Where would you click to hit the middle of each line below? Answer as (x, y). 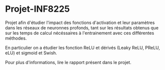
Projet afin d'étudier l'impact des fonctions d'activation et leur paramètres (80, 23)
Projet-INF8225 (37, 9)
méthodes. (16, 38)
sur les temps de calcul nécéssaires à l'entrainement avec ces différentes (80, 33)
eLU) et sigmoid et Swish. (31, 53)
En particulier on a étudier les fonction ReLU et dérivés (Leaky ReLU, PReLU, (82, 47)
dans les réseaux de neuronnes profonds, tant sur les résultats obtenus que (82, 27)
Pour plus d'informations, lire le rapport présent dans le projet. (68, 62)
